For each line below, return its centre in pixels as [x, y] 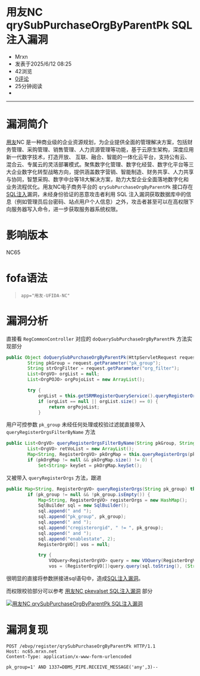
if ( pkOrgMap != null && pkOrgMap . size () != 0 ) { [90, 460]
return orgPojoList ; [74, 407]
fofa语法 [27, 278]
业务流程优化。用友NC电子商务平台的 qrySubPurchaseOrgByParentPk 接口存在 [100, 187]
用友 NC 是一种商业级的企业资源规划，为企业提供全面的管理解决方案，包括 [97, 142]
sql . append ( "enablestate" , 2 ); [77, 539]
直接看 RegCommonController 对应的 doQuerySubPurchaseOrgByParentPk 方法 [97, 339]
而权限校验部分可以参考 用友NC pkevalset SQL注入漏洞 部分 [79, 591]
